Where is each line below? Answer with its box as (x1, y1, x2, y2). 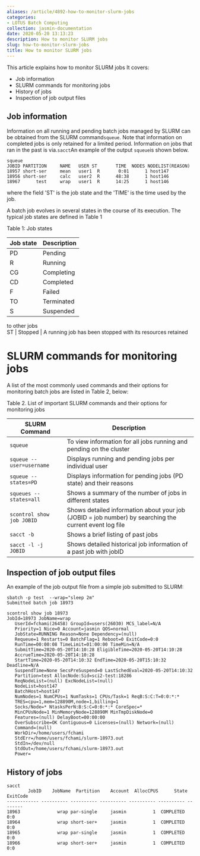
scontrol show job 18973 (7, 610, 68, 616)
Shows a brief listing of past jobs (66, 530, 158, 538)
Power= (14, 751, 31, 757)
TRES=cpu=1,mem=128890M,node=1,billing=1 (14, 699, 119, 705)
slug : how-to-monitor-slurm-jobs (7, 42, 90, 48)
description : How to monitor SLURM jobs (7, 36, 109, 42)
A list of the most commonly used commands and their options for (7, 381, 169, 388)
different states (66, 496, 109, 504)
